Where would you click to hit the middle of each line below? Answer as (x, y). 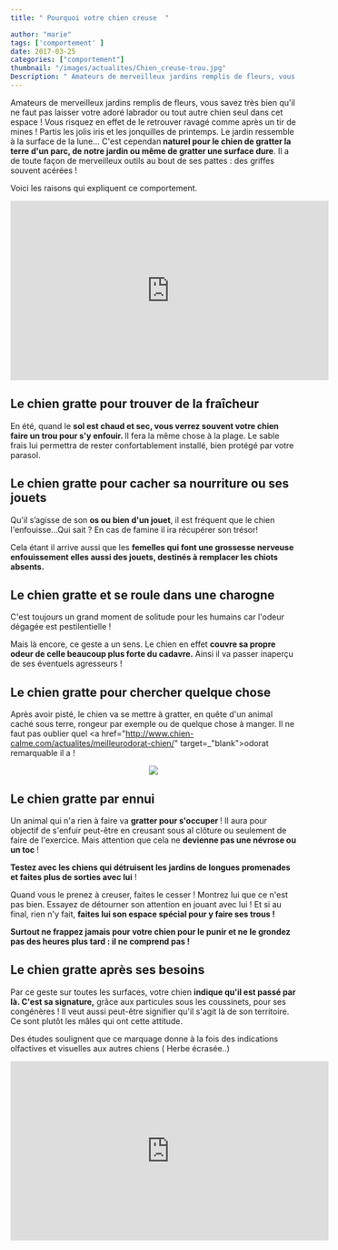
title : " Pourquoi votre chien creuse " (90, 18)
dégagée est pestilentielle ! (61, 627)
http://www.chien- (159, 733)
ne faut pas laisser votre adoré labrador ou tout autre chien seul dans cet (147, 112)
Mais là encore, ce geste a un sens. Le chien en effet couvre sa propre (143, 644)
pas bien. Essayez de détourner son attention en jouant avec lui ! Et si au (146, 904)
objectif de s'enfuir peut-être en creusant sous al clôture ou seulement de (149, 830)
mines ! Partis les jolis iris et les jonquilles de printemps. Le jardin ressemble (152, 131)
